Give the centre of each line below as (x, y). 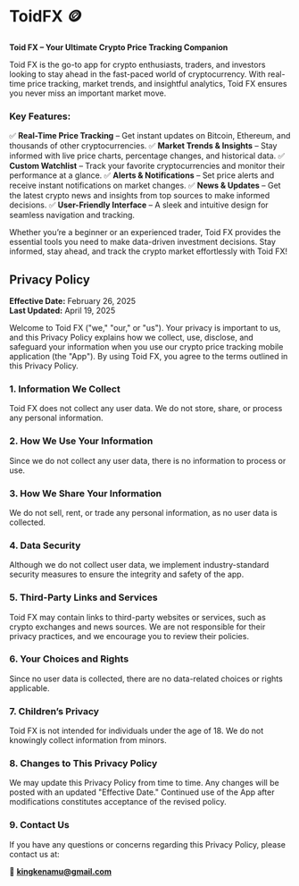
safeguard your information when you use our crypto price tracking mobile (146, 347)
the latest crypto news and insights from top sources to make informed (140, 196)
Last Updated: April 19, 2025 (62, 311)
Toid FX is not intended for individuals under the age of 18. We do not (137, 731)
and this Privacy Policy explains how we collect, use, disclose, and (132, 338)
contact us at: (34, 854)
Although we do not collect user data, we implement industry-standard (139, 565)
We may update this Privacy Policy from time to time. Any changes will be (144, 783)
